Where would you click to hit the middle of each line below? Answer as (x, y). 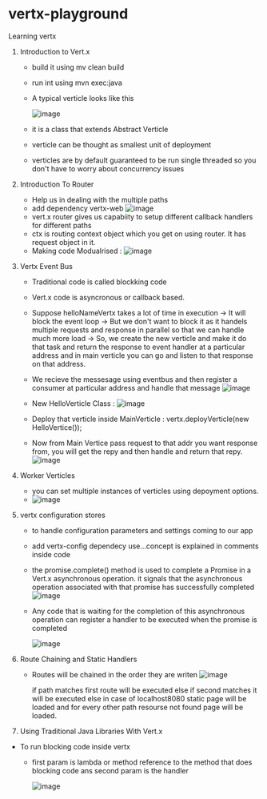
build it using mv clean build (78, 67)
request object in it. (64, 242)
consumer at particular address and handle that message (126, 387)
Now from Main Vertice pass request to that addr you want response (145, 443)
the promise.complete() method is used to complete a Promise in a (141, 570)
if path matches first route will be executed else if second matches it (144, 690)
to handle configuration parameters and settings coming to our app (142, 530)
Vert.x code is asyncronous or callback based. (108, 297)
